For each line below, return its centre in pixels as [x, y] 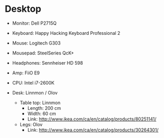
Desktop [23, 9]
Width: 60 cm [42, 113]
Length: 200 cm [44, 108]
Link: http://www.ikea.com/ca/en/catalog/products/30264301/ [93, 130]
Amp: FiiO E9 [26, 73]
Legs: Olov [31, 124]
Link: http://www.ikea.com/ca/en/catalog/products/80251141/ [92, 119]
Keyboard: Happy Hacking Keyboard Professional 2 [66, 33]
